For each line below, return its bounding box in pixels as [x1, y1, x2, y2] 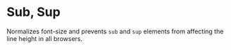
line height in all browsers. [6, 34, 82, 42]
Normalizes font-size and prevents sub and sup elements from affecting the [6, 27, 224, 35]
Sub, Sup [6, 4, 61, 20]
